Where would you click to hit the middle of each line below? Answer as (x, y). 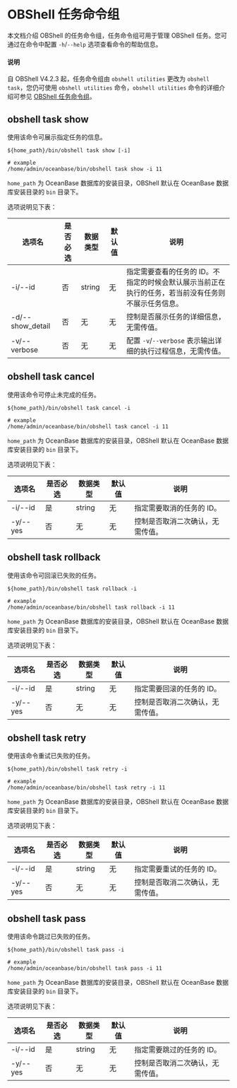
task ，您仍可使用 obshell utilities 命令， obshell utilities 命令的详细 (113, 88)
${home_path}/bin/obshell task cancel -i (69, 408)
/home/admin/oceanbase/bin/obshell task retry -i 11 (86, 788)
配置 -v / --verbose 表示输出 (170, 340)
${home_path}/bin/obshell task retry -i (68, 769)
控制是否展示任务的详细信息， (176, 317)
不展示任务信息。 (154, 303)
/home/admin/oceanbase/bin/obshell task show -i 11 (85, 169)
